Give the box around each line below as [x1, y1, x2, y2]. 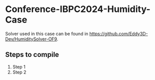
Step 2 [12, 69, 27, 75]
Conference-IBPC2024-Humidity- [5, 3, 151, 15]
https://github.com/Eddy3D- [89, 30, 148, 36]
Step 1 [12, 63, 26, 69]
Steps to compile [5, 50, 59, 59]
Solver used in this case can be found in [5, 30, 89, 36]
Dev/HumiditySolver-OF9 [5, 36, 57, 42]
